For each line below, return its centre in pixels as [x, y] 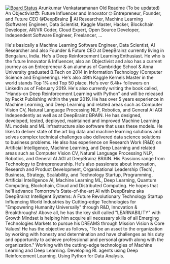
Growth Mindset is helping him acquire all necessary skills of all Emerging [82, 218]
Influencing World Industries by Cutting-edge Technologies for [71, 202]
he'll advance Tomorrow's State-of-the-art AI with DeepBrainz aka [75, 191]
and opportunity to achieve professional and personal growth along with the [84, 240]
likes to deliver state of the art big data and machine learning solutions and [83, 131]
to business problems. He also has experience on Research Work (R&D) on [83, 142]
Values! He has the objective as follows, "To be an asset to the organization [84, 229]
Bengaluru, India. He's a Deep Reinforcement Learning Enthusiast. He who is [85, 56]
